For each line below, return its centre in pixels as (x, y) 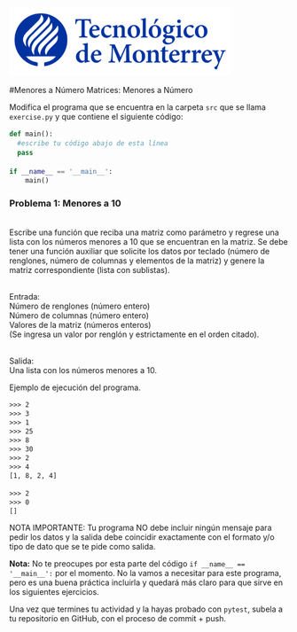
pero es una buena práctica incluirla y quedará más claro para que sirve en (146, 582)
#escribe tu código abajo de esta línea (93, 143)
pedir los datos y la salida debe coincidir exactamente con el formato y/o (142, 537)
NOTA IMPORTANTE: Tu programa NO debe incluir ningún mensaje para (141, 527)
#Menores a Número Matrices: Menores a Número (101, 90)
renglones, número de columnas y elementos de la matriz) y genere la (137, 261)
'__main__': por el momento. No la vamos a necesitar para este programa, (145, 573)
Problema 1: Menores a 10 (65, 204)
